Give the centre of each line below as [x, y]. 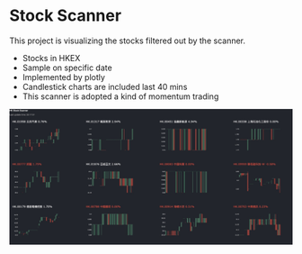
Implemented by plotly [64, 77]
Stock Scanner [66, 16]
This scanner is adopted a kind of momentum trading [120, 96]
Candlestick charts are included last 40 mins [105, 86]
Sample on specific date [67, 68]
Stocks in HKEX [51, 58]
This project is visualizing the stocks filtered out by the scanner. [127, 41]
